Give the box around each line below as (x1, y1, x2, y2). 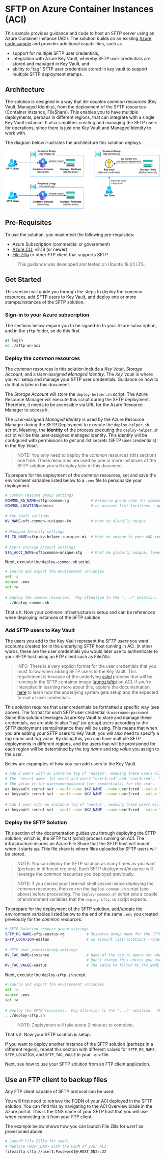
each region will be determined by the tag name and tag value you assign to (5, 746, 160, 752)
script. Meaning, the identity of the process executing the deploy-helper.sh (5, 427, 159, 433)
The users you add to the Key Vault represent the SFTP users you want (5, 638, 149, 644)
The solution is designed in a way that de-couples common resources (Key (5, 99, 157, 104)
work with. (5, 130, 27, 136)
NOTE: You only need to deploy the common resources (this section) (17, 452, 156, 458)
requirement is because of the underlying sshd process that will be (17, 674, 153, 680)
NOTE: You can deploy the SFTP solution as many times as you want (17, 861, 156, 867)
